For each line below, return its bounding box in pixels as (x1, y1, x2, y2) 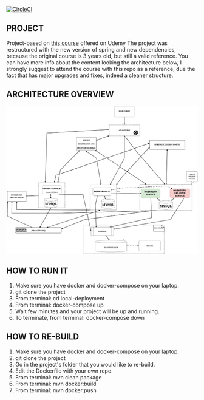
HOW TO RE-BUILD (6, 331, 80, 342)
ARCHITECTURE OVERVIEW (6, 89, 114, 100)
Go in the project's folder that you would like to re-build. (15, 361, 155, 368)
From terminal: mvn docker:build (15, 380, 97, 387)
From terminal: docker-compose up (15, 301, 104, 308)
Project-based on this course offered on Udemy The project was (6, 39, 168, 47)
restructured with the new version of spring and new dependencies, (6, 46, 176, 53)
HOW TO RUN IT (6, 266, 69, 276)
